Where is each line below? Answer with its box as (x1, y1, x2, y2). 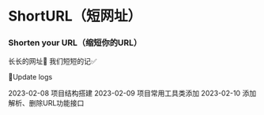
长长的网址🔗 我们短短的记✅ (8, 57, 97, 66)
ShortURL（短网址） (8, 7, 142, 25)
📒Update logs (8, 72, 53, 82)
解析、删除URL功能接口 (8, 98, 85, 108)
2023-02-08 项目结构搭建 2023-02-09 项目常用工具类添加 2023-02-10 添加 (8, 88, 257, 98)
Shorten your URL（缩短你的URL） (8, 37, 142, 48)
